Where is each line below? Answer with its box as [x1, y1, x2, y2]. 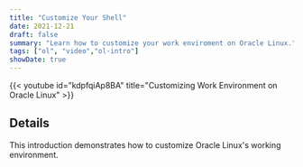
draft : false [9, 30, 59, 39]
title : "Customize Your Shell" [9, 13, 127, 23]
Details [9, 116, 50, 131]
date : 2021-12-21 [9, 22, 75, 31]
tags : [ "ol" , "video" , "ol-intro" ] [9, 47, 140, 56]
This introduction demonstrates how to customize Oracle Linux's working [9, 139, 281, 150]
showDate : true [9, 55, 67, 64]
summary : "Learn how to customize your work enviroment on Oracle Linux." [9, 38, 297, 48]
